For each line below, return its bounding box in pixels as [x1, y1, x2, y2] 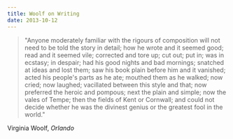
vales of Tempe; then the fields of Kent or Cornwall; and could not [24, 95, 215, 103]
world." [24, 110, 45, 119]
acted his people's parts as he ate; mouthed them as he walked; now [24, 73, 223, 81]
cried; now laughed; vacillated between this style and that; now [24, 80, 207, 89]
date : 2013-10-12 [7, 17, 58, 24]
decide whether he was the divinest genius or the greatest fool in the [24, 103, 223, 111]
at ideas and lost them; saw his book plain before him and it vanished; [24, 66, 226, 74]
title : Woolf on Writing [7, 10, 80, 17]
